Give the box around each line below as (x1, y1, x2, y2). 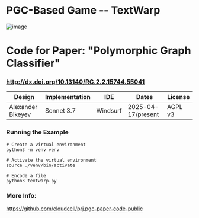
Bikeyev (9, 110, 31, 118)
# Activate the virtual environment (6, 157, 97, 163)
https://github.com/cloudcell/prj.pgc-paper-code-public (6, 205, 143, 212)
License (167, 93, 190, 101)
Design (14, 93, 34, 101)
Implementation (45, 93, 91, 101)
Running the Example (6, 128, 69, 136)
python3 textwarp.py (6, 178, 57, 184)
